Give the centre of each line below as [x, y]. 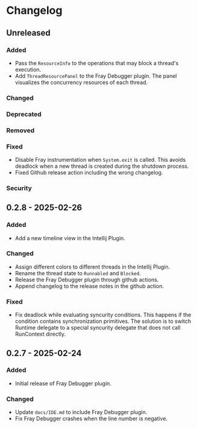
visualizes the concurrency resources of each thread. [81, 82]
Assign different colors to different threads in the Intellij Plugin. [92, 267]
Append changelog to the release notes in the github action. [89, 286]
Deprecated [24, 114]
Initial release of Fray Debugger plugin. [63, 383]
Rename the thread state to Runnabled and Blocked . [78, 273]
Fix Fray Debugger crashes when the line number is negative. [91, 419]
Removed [20, 130]
